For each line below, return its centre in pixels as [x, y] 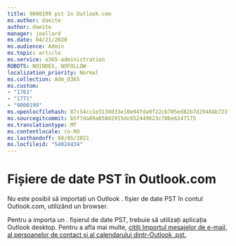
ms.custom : [23, 86]
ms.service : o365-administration [56, 60]
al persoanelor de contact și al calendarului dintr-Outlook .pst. [97, 235]
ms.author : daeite [34, 20]
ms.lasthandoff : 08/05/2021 [48, 138]
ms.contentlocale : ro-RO [44, 131]
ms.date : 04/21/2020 [38, 40]
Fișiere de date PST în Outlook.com [112, 179]
